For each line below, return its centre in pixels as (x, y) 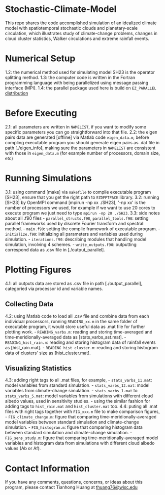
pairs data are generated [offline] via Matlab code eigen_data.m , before (77, 137)
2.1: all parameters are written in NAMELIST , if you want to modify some (76, 126)
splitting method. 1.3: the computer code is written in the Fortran (70, 77)
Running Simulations (49, 178)
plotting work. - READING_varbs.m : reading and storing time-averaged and (79, 331)
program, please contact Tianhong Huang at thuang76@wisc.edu (71, 487)
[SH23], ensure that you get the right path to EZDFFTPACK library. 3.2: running (82, 197)
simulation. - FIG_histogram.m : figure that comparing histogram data (74, 427)
